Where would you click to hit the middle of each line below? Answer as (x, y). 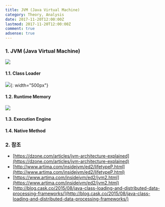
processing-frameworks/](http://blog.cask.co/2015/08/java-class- (81, 194)
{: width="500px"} (30, 85)
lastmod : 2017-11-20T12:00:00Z (38, 24)
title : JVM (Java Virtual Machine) (43, 10)
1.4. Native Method (25, 131)
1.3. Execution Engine (28, 119)
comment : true (20, 29)
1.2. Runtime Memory (28, 97)
